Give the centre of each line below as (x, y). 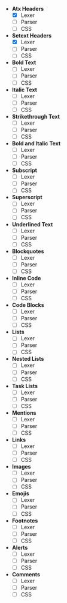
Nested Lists (28, 359)
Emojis (21, 493)
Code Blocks (28, 305)
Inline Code (26, 278)
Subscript (25, 170)
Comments (26, 574)
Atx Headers (28, 9)
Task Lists (25, 386)
